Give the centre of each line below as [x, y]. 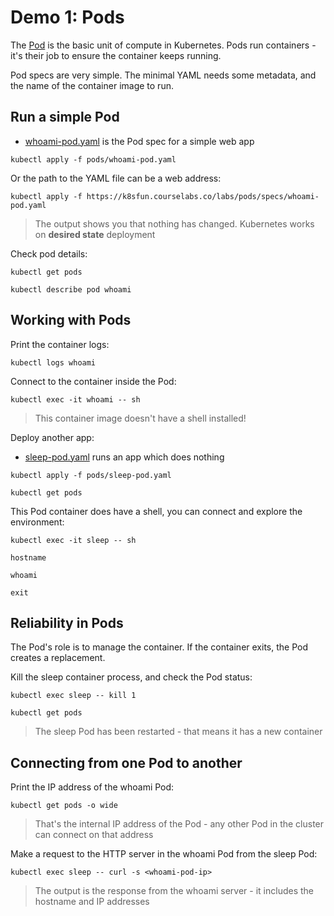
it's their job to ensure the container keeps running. [116, 55]
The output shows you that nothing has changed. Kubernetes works [174, 223]
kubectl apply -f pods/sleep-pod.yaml [91, 475]
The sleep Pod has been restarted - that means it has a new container [178, 732]
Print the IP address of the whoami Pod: [92, 787]
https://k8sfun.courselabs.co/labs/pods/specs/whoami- [203, 196]
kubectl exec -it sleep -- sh [73, 540]
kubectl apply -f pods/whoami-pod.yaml [93, 159]
